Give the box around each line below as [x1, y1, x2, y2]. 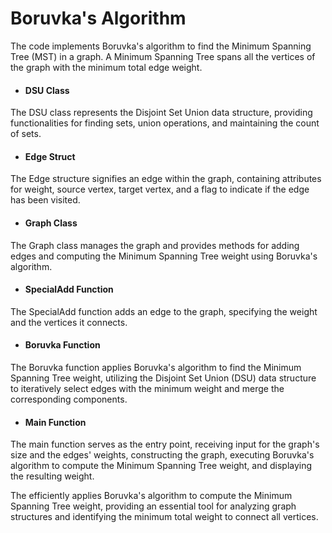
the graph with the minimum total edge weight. [10, 61, 203, 73]
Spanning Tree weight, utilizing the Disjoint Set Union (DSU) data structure [10, 372, 317, 384]
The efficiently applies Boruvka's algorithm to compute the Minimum [10, 490, 293, 502]
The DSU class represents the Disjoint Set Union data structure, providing [10, 107, 313, 119]
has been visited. [10, 194, 81, 206]
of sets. [10, 128, 42, 140]
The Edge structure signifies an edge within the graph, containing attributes [10, 173, 322, 185]
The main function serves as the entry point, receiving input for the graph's [10, 438, 320, 451]
